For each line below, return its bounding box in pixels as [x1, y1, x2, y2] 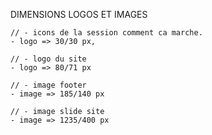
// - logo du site [10, 54, 87, 64]
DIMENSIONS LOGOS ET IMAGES [10, 9, 148, 20]
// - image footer [10, 80, 87, 90]
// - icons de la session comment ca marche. [10, 28, 203, 38]
